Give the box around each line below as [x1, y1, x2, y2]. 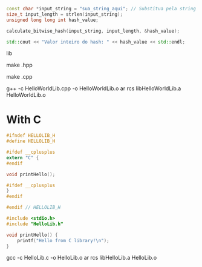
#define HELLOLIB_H [6, 138, 56, 145]
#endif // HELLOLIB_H [6, 205, 61, 211]
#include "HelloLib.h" [6, 221, 64, 227]
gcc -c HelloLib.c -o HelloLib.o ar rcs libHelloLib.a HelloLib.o [6, 254, 157, 262]
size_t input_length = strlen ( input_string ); [6, 11, 123, 18]
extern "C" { [6, 154, 39, 160]
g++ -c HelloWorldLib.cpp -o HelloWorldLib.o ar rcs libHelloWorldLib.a [6, 85, 181, 92]
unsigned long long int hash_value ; [6, 17, 99, 23]
